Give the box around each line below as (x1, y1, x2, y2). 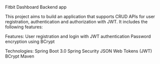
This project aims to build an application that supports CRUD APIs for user (5, 14, 155, 19)
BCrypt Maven (5, 53, 34, 59)
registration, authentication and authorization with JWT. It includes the (5, 19, 148, 24)
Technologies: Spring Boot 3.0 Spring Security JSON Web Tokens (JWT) (5, 48, 153, 54)
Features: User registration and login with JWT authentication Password (5, 34, 151, 39)
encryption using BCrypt (5, 39, 55, 44)
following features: (5, 24, 43, 30)
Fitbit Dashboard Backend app (5, 4, 67, 10)
